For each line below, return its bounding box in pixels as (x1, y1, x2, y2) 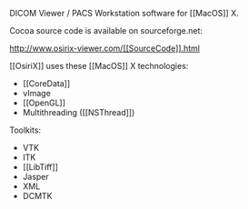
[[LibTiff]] (22, 162, 59, 172)
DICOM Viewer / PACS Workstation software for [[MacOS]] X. (9, 8, 239, 18)
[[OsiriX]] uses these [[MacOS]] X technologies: (9, 61, 189, 71)
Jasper (22, 172, 50, 182)
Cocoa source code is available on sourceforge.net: (9, 25, 203, 35)
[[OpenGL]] (22, 97, 66, 108)
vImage (22, 88, 52, 98)
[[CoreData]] (22, 78, 71, 89)
